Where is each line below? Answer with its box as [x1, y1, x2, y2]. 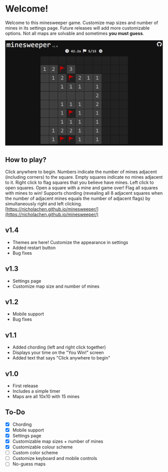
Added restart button [12, 245, 56, 251]
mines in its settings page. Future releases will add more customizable [5, 25, 150, 31]
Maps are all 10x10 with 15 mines [12, 393, 80, 399]
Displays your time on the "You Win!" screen [12, 349, 104, 356]
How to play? [5, 155, 46, 164]
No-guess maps [12, 461, 46, 467]
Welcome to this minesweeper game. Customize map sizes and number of [5, 20, 158, 26]
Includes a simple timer [12, 388, 61, 394]
